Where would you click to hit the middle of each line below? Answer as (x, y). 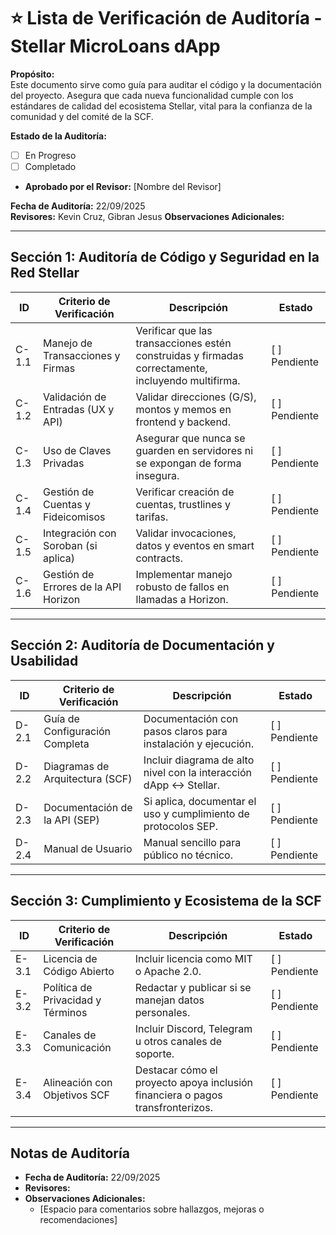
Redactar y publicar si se (193, 987)
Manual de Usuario (88, 848)
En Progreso (50, 155)
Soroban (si (70, 545)
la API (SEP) (71, 820)
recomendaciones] (78, 1220)
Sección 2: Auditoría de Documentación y (142, 645)
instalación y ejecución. (198, 743)
